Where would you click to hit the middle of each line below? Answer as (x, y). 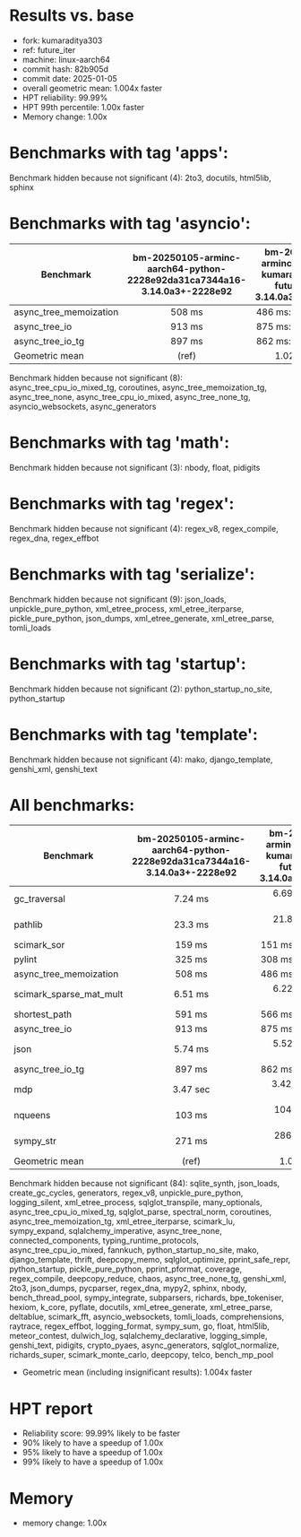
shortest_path (43, 1014)
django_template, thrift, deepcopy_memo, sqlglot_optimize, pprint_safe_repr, (150, 1260)
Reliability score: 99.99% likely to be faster (101, 1433)
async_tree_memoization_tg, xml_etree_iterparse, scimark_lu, (122, 1221)
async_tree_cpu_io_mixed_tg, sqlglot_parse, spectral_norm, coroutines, (141, 1212)
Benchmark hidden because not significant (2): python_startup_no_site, (141, 689)
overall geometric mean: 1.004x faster (92, 88)
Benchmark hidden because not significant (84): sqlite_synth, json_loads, (145, 1184)
